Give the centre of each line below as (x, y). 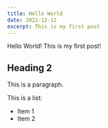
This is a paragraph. (35, 84)
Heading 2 (30, 67)
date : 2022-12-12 (32, 20)
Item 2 (26, 119)
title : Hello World (35, 13)
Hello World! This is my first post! (54, 46)
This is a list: (25, 98)
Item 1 (25, 111)
